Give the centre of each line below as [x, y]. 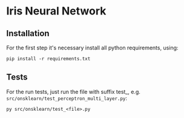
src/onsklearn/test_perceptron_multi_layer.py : [67, 98]
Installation [28, 33]
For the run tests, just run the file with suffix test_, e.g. [74, 92]
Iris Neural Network [56, 11]
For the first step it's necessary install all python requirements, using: [92, 48]
